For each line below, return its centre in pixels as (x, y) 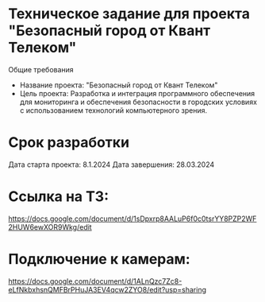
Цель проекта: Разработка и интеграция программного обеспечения (137, 93)
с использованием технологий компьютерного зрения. (113, 110)
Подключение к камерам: (99, 259)
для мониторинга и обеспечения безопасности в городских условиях (138, 102)
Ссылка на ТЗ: (59, 197)
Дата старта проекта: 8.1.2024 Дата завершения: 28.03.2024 (111, 165)
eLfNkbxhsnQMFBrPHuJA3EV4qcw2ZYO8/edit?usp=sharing (107, 289)
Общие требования (41, 69)
